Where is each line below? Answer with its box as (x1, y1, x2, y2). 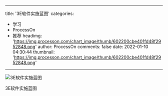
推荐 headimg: (12, 33, 42, 38)
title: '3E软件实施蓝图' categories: (5, 10, 74, 16)
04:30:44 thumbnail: (12, 49, 55, 55)
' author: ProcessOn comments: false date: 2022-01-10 (35, 43, 148, 49)
